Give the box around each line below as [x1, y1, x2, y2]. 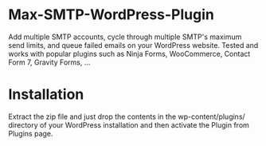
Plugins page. [8, 128, 53, 138]
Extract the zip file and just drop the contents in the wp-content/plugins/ [8, 112, 245, 121]
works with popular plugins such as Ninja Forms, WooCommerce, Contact [8, 49, 251, 58]
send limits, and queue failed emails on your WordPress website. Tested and [8, 40, 259, 49]
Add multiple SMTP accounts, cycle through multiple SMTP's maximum [8, 32, 242, 41]
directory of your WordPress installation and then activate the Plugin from [8, 120, 249, 129]
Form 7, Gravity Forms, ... [8, 57, 91, 67]
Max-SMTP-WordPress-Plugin [8, 6, 215, 24]
